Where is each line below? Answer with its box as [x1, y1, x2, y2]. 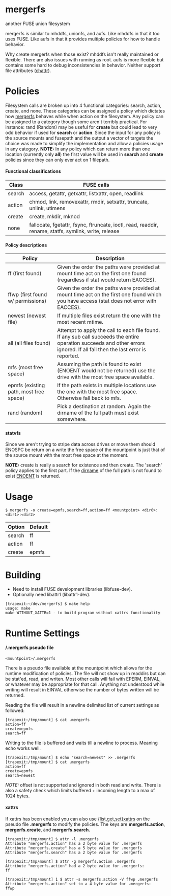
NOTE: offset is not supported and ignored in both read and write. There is [5, 781, 161, 788]
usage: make [5, 606, 31, 611]
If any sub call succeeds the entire [56, 333, 139, 341]
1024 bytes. [5, 793, 30, 799]
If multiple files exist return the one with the [56, 312, 161, 319]
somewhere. [56, 416, 87, 423]
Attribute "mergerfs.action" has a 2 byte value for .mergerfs [5, 841, 142, 846]
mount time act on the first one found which [56, 291, 162, 298]
